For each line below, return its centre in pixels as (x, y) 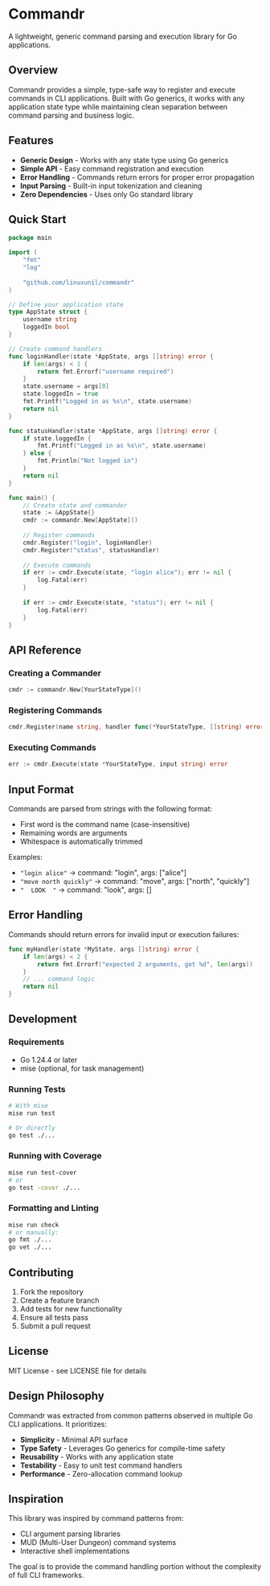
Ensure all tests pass (54, 1318)
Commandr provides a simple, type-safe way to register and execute (122, 89)
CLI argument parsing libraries (70, 1534)
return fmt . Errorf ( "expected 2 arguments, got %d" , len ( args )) (145, 964)
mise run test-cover (43, 1172)
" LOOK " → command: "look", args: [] (86, 890)
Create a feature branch (59, 1300)
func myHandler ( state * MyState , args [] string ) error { (104, 949)
